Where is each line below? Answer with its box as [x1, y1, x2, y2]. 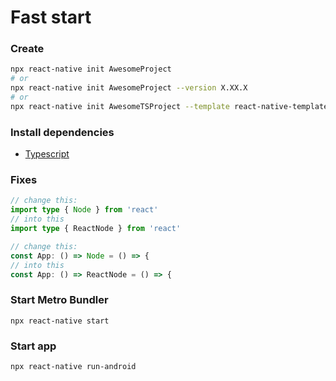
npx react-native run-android [10, 362, 137, 372]
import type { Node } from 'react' [10, 205, 159, 215]
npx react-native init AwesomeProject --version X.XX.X [10, 83, 248, 93]
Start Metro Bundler [10, 293, 109, 307]
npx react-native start [10, 316, 110, 326]
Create [10, 42, 45, 56]
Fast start [10, 6, 92, 29]
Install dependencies [10, 125, 115, 139]
